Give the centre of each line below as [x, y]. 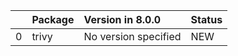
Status [206, 19]
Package [53, 19]
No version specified [132, 36]
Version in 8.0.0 [122, 19]
